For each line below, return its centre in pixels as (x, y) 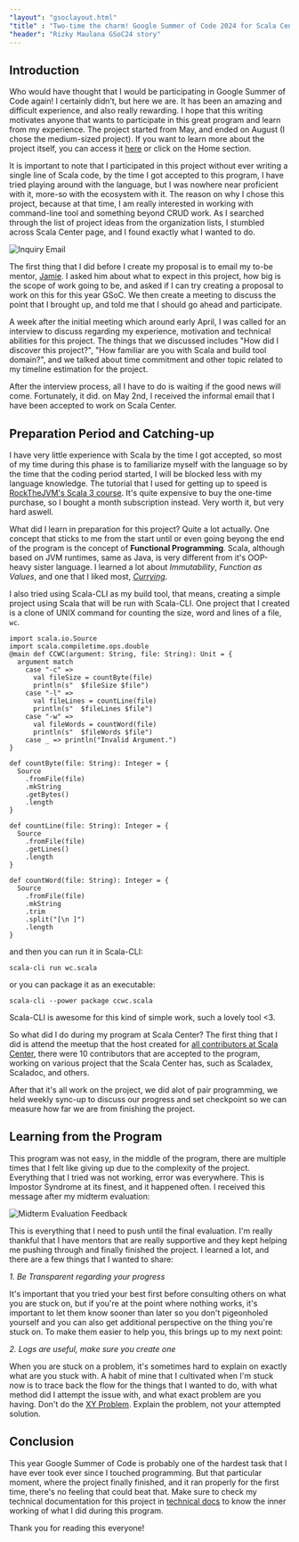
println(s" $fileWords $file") (93, 732)
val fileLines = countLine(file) (95, 701)
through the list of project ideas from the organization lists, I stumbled (137, 223)
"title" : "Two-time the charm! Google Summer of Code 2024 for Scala (143, 26)
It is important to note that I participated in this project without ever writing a (149, 166)
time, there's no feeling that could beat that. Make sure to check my (133, 1491)
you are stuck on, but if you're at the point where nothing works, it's (133, 1303)
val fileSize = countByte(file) (93, 678)
